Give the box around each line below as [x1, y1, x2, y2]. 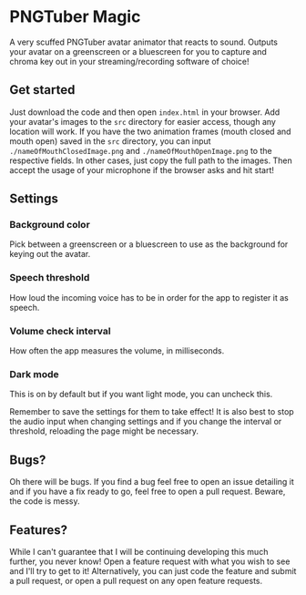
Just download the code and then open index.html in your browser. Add [9, 107, 280, 118]
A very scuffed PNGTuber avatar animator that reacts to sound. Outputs [9, 36, 278, 47]
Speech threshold [9, 272, 90, 284]
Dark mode [9, 367, 59, 380]
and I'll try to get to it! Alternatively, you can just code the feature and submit [9, 565, 297, 576]
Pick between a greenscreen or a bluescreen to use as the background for [9, 239, 289, 250]
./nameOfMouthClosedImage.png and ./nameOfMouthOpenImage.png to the [9, 145, 272, 156]
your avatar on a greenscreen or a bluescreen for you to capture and [9, 46, 267, 56]
